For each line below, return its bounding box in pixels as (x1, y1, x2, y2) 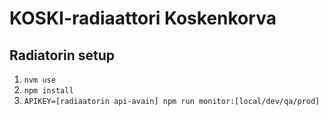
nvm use (23, 75, 56, 85)
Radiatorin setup (9, 47, 116, 64)
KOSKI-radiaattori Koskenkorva (9, 7, 277, 30)
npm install (23, 86, 74, 96)
